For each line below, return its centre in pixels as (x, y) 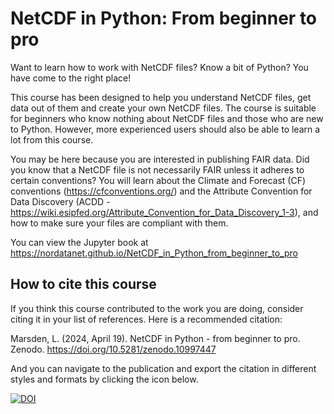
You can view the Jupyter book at (79, 242)
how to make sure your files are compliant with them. (119, 223)
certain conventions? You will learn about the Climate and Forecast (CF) (158, 180)
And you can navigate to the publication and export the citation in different (163, 368)
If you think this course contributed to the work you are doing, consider (157, 308)
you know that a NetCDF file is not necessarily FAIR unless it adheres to (157, 169)
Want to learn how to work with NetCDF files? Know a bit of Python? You (159, 67)
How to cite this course (83, 284)
